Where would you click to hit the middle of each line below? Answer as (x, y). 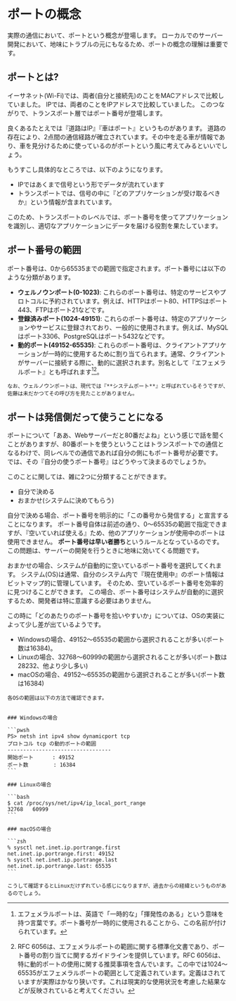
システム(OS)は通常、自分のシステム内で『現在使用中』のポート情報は (123, 574)
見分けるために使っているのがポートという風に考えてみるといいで (126, 146)
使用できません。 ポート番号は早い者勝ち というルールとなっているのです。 (115, 542)
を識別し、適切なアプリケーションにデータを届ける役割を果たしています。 (114, 225)
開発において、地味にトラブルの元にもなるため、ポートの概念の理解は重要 (115, 44)
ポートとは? (33, 77)
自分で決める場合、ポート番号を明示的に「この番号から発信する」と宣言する (118, 515)
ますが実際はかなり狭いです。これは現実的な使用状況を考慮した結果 (122, 982)
